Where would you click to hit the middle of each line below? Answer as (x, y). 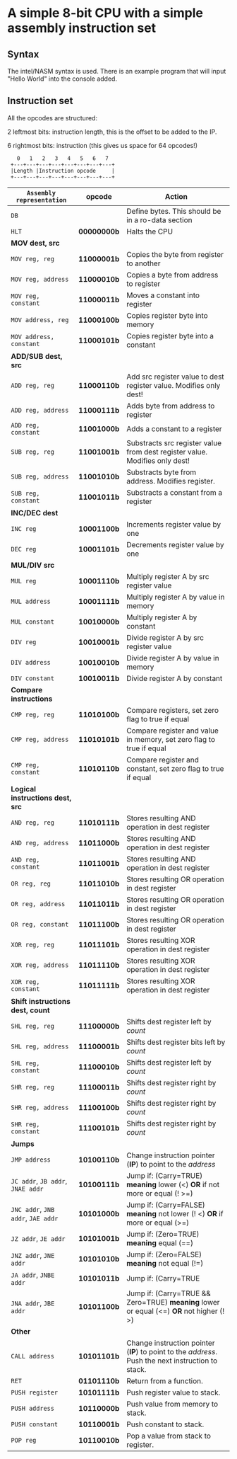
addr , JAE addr (35, 1218)
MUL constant (33, 622)
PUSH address (33, 1408)
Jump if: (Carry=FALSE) (166, 1205)
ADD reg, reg (33, 385)
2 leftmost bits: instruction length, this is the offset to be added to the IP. (112, 132)
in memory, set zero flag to (171, 739)
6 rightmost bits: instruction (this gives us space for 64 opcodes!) (103, 145)
